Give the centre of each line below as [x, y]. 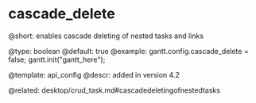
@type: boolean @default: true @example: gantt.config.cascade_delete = [128, 51]
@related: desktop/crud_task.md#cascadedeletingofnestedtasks [114, 90]
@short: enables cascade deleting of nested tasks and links [106, 36]
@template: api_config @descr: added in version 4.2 [94, 74]
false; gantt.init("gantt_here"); [57, 59]
